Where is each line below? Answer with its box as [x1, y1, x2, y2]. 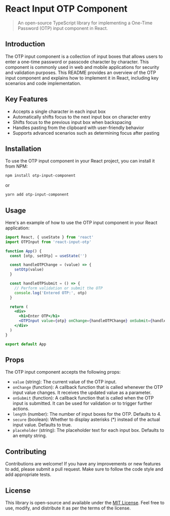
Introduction [5, 40, 46, 49]
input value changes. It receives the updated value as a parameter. [12, 389, 152, 395]
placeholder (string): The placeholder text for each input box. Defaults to [12, 427, 164, 433]
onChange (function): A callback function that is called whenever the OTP [12, 384, 163, 390]
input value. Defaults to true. [12, 422, 72, 428]
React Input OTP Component [5, 3, 128, 15]
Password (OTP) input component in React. [17, 25, 108, 31]
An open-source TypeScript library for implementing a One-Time [17, 20, 153, 26]
